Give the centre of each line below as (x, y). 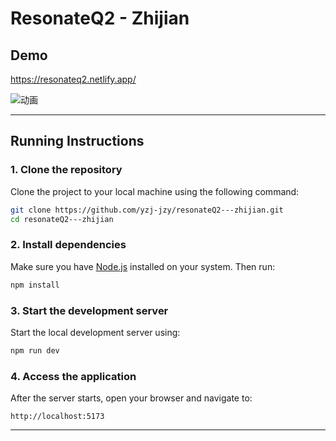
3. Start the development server (89, 310)
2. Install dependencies (68, 245)
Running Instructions (77, 141)
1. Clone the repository (66, 170)
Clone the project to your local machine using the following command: (155, 191)
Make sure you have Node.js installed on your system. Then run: (143, 266)
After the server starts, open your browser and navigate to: (131, 398)
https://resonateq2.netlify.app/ (73, 79)
